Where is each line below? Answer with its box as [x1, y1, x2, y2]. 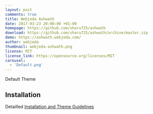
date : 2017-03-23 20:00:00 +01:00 [5, 21, 77, 26]
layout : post [5, 7, 32, 12]
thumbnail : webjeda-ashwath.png [5, 44, 72, 49]
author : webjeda [5, 40, 39, 45]
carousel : [5, 58, 26, 63]
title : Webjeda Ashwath [5, 16, 55, 21]
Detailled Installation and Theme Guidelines [5, 104, 94, 110]
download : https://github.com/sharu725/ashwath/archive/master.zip [5, 30, 149, 35]
